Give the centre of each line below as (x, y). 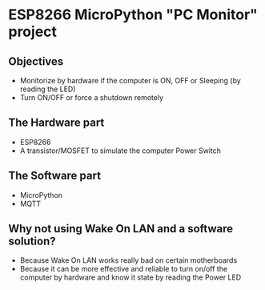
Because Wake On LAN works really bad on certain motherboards (128, 260)
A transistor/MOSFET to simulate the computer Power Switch (120, 151)
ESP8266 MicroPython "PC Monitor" (133, 15)
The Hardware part (56, 123)
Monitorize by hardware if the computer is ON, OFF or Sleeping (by (130, 81)
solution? (32, 242)
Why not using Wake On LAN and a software (121, 229)
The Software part (55, 176)
